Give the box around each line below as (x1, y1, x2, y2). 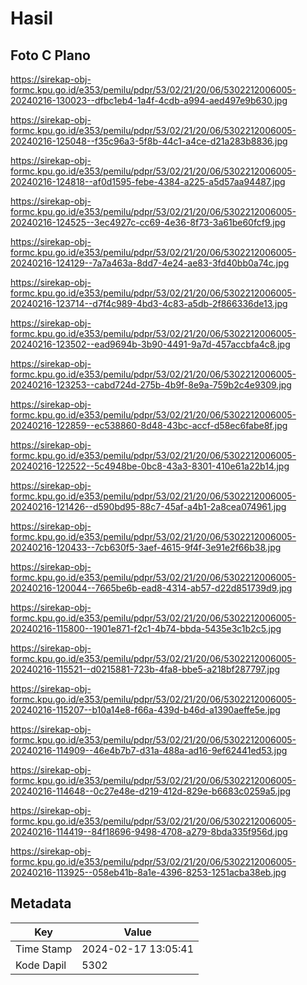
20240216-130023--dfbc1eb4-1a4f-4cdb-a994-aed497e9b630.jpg (10, 95, 288, 106)
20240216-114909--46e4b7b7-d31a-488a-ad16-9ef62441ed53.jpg (10, 745, 288, 756)
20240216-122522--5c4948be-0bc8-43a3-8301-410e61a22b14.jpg (10, 460, 290, 472)
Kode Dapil (15, 958, 67, 972)
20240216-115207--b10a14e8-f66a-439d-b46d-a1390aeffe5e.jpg (10, 704, 281, 716)
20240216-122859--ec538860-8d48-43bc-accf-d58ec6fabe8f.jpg (10, 420, 288, 431)
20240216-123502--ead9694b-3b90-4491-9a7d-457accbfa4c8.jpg (10, 338, 291, 350)
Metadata (10, 895, 72, 912)
